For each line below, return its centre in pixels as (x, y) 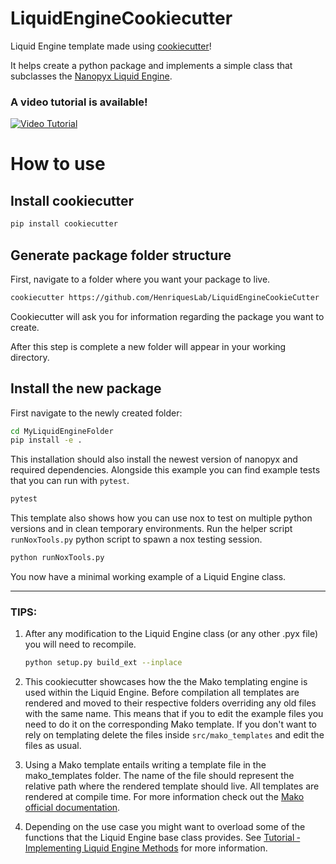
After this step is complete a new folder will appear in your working (148, 346)
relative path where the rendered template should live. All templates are (172, 786)
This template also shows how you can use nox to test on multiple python (161, 518)
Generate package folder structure (121, 255)
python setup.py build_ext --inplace (103, 663)
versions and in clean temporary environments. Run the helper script (151, 529)
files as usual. (53, 746)
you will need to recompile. (80, 644)
